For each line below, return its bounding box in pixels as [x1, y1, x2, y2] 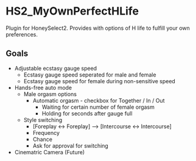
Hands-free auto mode [14, 84, 72, 91]
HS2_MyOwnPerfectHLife [5, 4, 139, 18]
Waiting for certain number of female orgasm [41, 103, 155, 111]
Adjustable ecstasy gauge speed [14, 64, 97, 72]
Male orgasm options [23, 90, 77, 98]
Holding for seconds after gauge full [41, 109, 133, 117]
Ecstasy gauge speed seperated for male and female [23, 71, 156, 78]
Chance [32, 135, 53, 143]
